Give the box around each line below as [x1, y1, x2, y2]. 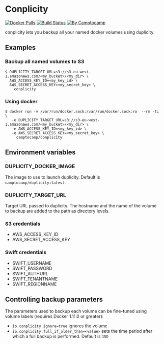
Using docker [5, 98, 38, 105]
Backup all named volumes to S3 [5, 58, 84, 65]
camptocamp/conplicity [16, 135, 63, 140]
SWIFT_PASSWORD [12, 265, 53, 271]
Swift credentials [5, 249, 47, 256]
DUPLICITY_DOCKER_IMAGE [5, 163, 75, 170]
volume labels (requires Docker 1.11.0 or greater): [5, 314, 104, 319]
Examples [5, 43, 36, 52]
